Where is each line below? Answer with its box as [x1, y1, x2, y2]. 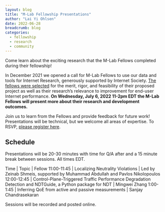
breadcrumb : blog [5, 26, 41, 31]
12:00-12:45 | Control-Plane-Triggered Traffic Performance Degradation [5, 176, 151, 182]
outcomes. [5, 104, 28, 109]
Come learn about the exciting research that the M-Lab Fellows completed [5, 57, 156, 63]
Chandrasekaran [5, 192, 39, 198]
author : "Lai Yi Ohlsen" [5, 16, 56, 21]
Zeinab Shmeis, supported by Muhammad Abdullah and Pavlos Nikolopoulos [5, 171, 161, 177]
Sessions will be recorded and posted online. [5, 202, 97, 208]
